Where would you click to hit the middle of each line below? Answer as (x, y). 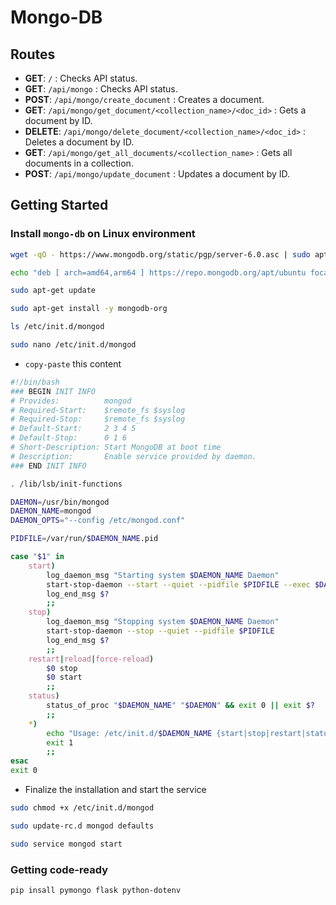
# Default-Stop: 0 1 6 (69, 438)
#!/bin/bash (35, 382)
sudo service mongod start (66, 844)
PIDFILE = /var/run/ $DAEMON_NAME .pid (84, 539)
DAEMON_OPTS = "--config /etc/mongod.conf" (98, 521)
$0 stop (62, 668)
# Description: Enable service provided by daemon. (133, 456)
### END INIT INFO (48, 466)
